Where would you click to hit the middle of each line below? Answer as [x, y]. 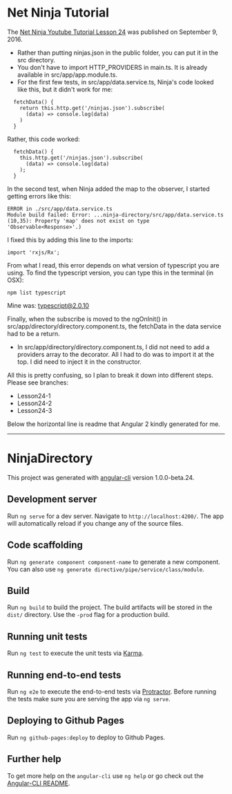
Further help [35, 759]
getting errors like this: [39, 196]
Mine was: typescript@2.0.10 [48, 305]
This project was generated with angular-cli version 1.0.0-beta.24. [101, 477]
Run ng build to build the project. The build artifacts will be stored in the [110, 607]
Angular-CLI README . [39, 783]
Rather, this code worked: [44, 139]
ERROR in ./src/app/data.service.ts [60, 209]
